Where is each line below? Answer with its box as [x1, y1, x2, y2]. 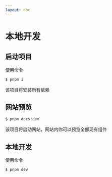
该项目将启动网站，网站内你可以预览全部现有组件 [5, 126, 107, 132]
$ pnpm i [5, 77, 24, 82]
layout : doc [5, 7, 30, 13]
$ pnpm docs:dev [5, 117, 39, 122]
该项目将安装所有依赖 [5, 86, 49, 93]
